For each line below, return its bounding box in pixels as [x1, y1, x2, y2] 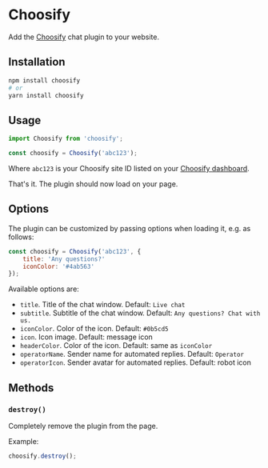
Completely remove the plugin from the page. [8, 421, 158, 430]
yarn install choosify [8, 91, 84, 99]
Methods [8, 381, 54, 394]
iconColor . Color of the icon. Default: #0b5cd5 [19, 324, 169, 334]
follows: [8, 232, 34, 242]
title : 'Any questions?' [22, 254, 106, 263]
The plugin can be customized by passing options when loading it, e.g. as [8, 223, 251, 233]
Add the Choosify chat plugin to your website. [8, 32, 160, 42]
